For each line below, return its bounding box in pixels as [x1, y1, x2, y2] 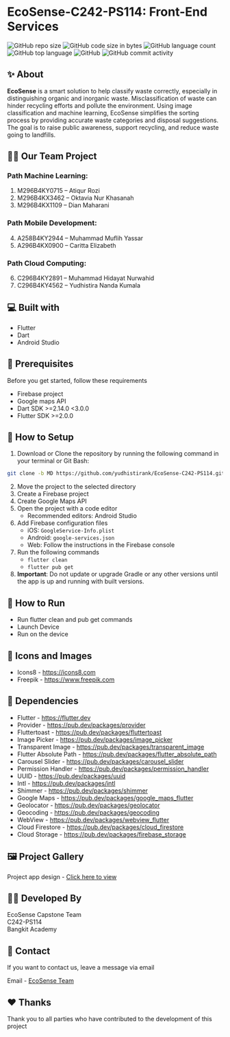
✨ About [7, 69, 44, 80]
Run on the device [16, 630, 68, 638]
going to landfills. [7, 130, 56, 139]
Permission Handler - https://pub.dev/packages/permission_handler [16, 765, 209, 773]
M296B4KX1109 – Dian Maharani [16, 201, 110, 209]
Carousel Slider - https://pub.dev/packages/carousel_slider [16, 757, 184, 765]
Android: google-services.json [27, 533, 115, 542]
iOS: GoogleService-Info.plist [27, 526, 115, 535]
